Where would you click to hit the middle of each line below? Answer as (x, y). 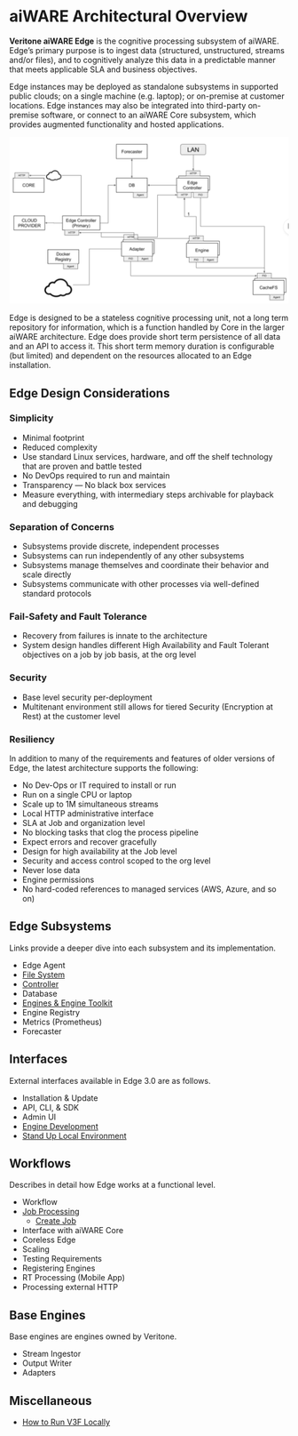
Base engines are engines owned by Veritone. (93, 1336)
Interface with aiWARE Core (73, 1231)
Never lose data (51, 870)
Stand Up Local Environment (74, 1135)
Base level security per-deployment (87, 697)
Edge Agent (43, 965)
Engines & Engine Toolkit (67, 1003)
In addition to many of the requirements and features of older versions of (142, 758)
